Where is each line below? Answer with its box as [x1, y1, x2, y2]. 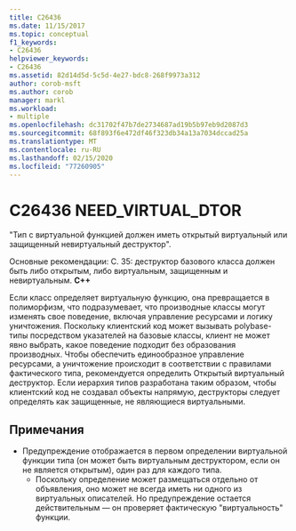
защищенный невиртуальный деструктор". [9, 239, 172, 250]
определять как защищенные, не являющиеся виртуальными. [9, 397, 246, 407]
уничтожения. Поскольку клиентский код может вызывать [9, 321, 233, 332]
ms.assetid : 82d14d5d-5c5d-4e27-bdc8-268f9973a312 [9, 71, 201, 80]
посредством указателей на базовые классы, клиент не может [29, 330, 271, 341]
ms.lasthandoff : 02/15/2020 [9, 153, 114, 163]
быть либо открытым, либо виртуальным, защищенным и [9, 266, 228, 277]
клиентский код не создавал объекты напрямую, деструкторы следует [9, 387, 281, 398]
